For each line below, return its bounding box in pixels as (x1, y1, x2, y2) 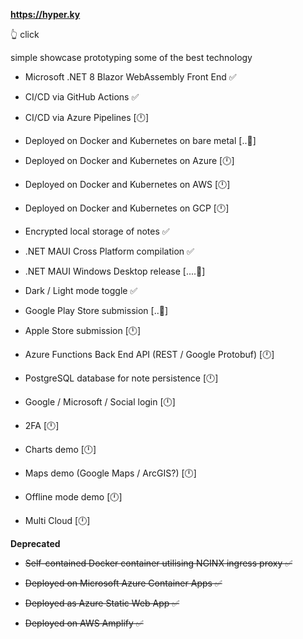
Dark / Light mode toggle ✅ (24, 285, 138, 296)
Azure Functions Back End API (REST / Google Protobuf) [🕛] (24, 349, 275, 360)
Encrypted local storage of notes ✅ (24, 225, 170, 237)
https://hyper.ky (10, 9, 81, 20)
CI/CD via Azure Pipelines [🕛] (24, 112, 149, 123)
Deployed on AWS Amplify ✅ (24, 617, 144, 629)
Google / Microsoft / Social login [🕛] (24, 396, 176, 408)
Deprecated (10, 538, 61, 549)
